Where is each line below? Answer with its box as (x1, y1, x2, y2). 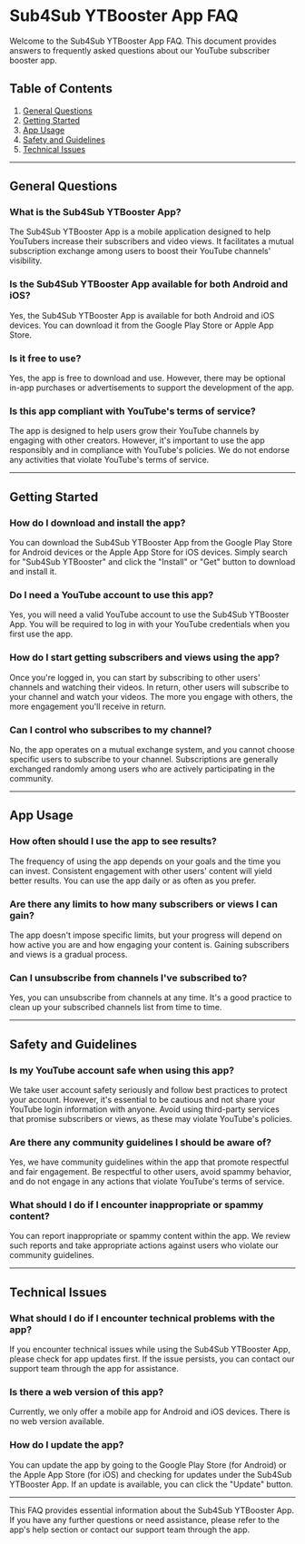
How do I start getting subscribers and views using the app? (9, 651, 280, 664)
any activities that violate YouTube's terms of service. (9, 455, 210, 466)
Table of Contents (9, 81, 113, 96)
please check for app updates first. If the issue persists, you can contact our (9, 1353, 295, 1364)
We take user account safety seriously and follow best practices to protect (9, 1084, 288, 1095)
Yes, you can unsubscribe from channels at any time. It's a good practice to (9, 992, 292, 1003)
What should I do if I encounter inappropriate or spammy (9, 1199, 264, 1212)
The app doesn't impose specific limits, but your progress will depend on (9, 929, 283, 940)
